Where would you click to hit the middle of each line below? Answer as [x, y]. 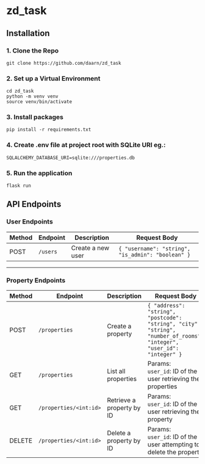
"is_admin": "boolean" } [155, 255]
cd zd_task [20, 91]
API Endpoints [34, 204]
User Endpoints [30, 222]
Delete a [119, 433]
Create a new [90, 248]
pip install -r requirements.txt [49, 130]
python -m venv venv [33, 96]
